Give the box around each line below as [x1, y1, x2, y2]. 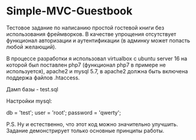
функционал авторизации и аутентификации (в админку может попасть [6, 37, 191, 44]
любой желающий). [6, 43, 57, 50]
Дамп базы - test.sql [6, 85, 58, 93]
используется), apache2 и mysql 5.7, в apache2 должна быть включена [6, 67, 188, 75]
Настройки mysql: [6, 97, 52, 105]
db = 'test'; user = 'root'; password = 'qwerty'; [6, 109, 121, 116]
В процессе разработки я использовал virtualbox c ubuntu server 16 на [6, 55, 188, 62]
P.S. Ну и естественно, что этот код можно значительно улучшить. [6, 120, 179, 127]
